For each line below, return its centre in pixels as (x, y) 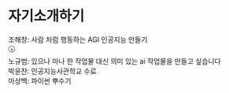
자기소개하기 (46, 16)
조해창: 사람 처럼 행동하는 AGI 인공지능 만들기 (78, 39)
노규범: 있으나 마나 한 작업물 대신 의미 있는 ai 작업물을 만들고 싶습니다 (115, 61)
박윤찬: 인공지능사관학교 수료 (52, 71)
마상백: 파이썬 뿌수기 (40, 80)
